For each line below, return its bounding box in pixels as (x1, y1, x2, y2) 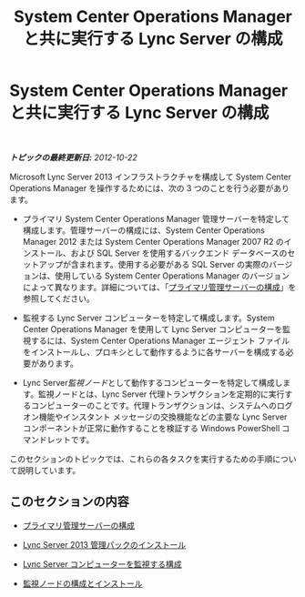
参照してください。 (22, 293, 95, 304)
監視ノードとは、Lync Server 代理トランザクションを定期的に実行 (37, 389, 285, 400)
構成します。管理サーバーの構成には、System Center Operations (22, 225, 266, 236)
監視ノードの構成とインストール (22, 578, 143, 589)
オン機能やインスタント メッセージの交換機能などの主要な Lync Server (22, 411, 288, 422)
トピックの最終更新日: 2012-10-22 (9, 152, 138, 163)
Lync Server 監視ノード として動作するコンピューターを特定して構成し (22, 377, 283, 388)
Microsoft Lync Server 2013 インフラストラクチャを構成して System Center (9, 171, 292, 182)
